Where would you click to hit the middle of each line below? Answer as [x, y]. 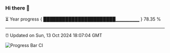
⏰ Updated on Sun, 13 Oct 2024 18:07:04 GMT [54, 35]
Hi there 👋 [18, 8]
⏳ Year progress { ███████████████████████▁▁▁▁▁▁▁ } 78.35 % [83, 19]
